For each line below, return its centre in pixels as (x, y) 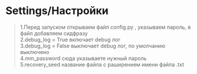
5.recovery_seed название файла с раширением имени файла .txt (102, 64)
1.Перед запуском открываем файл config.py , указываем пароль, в (105, 27)
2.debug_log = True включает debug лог (70, 39)
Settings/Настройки (57, 11)
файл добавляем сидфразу (54, 33)
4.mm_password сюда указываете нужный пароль (83, 58)
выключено (35, 52)
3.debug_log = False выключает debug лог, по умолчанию (93, 46)
